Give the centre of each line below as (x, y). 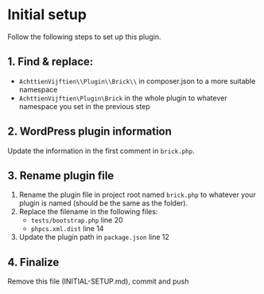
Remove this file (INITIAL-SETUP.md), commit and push (98, 281)
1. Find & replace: (50, 62)
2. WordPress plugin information (90, 132)
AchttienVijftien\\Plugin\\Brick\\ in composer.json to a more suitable (137, 80)
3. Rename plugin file (61, 176)
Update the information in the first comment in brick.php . (101, 151)
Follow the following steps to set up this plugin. (84, 37)
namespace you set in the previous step (84, 106)
